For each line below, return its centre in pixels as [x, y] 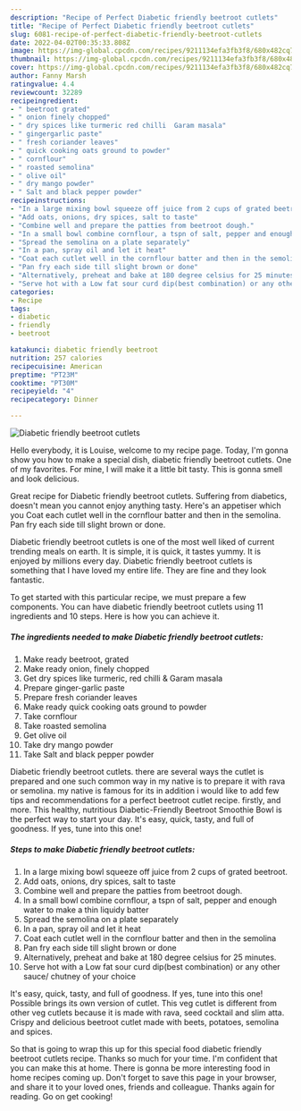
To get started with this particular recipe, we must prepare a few [128, 597]
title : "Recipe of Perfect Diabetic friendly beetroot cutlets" [132, 26]
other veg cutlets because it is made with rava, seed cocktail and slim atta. [147, 1013]
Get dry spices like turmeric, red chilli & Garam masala [123, 678]
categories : [32, 292]
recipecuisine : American [56, 366]
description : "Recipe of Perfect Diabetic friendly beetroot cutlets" [144, 17]
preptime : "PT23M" [44, 375]
